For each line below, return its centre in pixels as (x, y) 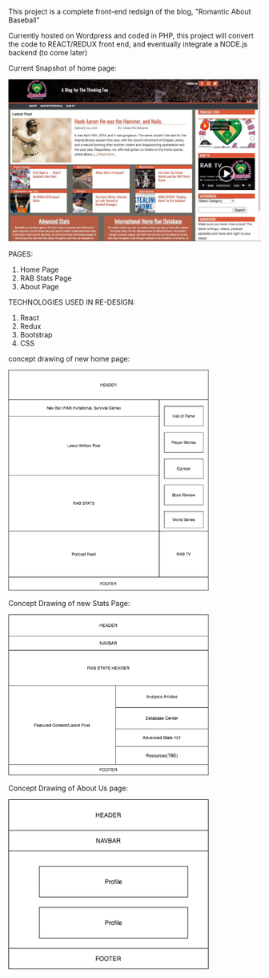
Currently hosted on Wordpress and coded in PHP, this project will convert (131, 36)
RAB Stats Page (46, 278)
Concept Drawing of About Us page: (68, 788)
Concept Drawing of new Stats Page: (69, 603)
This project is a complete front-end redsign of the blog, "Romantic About (130, 12)
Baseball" (24, 20)
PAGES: (21, 254)
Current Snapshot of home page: (63, 68)
